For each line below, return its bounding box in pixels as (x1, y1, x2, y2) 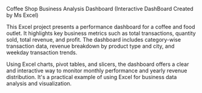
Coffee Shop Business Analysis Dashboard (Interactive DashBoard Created (6, 5, 194, 12)
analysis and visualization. (6, 80, 72, 87)
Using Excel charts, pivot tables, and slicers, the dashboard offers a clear (6, 60, 189, 68)
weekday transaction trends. (6, 49, 78, 56)
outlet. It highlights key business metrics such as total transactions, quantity (6, 30, 196, 37)
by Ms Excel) (6, 11, 39, 19)
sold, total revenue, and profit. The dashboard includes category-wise (6, 36, 181, 43)
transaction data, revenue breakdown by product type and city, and (6, 42, 175, 50)
